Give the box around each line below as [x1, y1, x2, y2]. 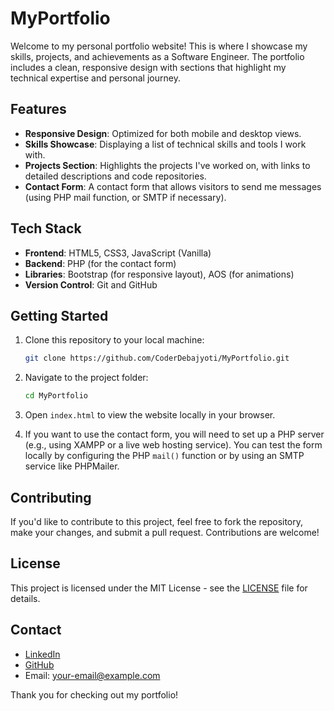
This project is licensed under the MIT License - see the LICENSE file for [10, 582, 308, 594]
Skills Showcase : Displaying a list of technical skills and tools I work [24, 138, 307, 150]
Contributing [10, 489, 92, 506]
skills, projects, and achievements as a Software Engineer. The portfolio [10, 50, 305, 62]
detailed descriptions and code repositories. [24, 170, 207, 182]
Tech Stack [10, 220, 82, 237]
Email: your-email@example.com [24, 669, 161, 681]
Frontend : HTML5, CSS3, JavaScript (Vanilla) [24, 247, 212, 259]
